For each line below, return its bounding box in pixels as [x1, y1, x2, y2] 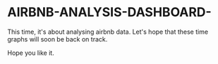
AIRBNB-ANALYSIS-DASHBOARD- [7, 4, 212, 20]
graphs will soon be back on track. [7, 34, 108, 43]
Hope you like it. [7, 49, 54, 57]
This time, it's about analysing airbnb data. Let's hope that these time [7, 27, 209, 36]
